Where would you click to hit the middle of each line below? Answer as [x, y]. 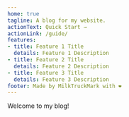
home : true [23, 14]
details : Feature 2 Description [62, 66]
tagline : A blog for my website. [57, 20]
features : [22, 40]
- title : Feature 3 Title [45, 73]
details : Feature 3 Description [62, 79]
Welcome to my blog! [38, 106]
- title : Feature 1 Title [45, 47]
